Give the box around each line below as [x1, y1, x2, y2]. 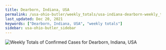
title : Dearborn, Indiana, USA [5, 7, 70, 12]
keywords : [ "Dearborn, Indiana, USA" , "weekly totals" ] [5, 21, 123, 26]
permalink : [5, 12, 28, 17]
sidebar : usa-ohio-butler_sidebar [5, 26, 77, 31]
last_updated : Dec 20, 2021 [5, 16, 63, 21]
